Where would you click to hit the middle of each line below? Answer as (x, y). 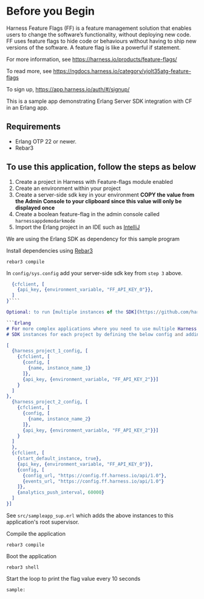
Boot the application (31, 556)
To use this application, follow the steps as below (101, 167)
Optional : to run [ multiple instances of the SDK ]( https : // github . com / (99, 312)
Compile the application (36, 533)
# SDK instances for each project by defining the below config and (95, 334)
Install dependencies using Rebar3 (49, 250)
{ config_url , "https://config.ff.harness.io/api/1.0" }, (94, 475)
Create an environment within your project (68, 188)
